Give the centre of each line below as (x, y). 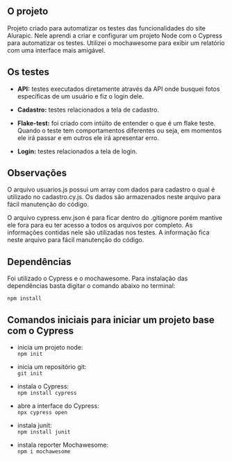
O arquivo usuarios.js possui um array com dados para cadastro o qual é (111, 189)
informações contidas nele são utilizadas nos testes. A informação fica (108, 232)
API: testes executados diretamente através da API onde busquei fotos (118, 89)
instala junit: (34, 425)
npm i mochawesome (44, 452)
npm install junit (44, 432)
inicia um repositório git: (52, 367)
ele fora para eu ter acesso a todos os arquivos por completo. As (100, 225)
